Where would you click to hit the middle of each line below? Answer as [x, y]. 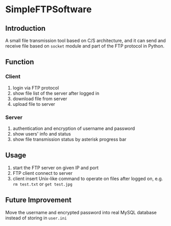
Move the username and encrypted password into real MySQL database [81, 212]
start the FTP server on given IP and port [55, 168]
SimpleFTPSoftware [48, 9]
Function [20, 62]
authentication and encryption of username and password [74, 128]
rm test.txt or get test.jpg [42, 184]
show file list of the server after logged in [56, 93]
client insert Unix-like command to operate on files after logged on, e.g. [88, 178]
